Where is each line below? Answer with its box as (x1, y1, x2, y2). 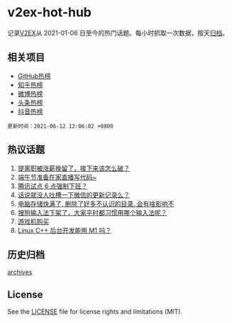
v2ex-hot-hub (7, 4, 92, 21)
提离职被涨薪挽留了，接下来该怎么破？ (17, 164, 130, 173)
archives (7, 268, 33, 277)
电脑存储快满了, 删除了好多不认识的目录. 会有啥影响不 (17, 199, 175, 208)
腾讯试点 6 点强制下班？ (17, 182, 88, 190)
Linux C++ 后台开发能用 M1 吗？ (17, 226, 112, 234)
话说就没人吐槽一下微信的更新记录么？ (17, 190, 130, 199)
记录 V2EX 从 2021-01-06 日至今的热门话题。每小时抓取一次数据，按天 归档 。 (7, 28, 229, 37)
